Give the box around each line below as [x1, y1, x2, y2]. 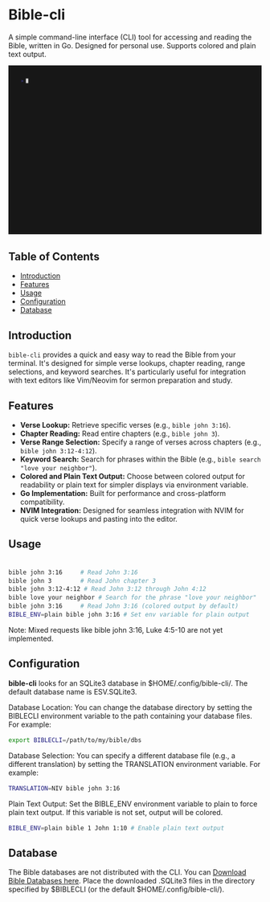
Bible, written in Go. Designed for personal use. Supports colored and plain [8, 40, 256, 50]
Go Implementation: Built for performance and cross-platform [19, 489, 227, 498]
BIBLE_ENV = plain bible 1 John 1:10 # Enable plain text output [8, 824, 225, 832]
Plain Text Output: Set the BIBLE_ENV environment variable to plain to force [8, 798, 258, 809]
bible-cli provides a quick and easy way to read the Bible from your [8, 350, 236, 359]
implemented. [8, 633, 54, 643]
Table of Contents [8, 250, 100, 263]
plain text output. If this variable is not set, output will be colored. [8, 807, 223, 817]
